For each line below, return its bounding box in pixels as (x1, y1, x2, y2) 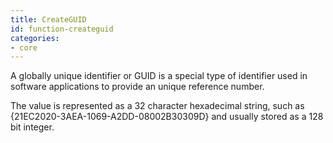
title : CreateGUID (10, 14, 87, 25)
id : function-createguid (10, 24, 114, 34)
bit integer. (10, 121, 55, 133)
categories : (10, 33, 60, 43)
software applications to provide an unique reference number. (10, 81, 265, 93)
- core (10, 42, 38, 53)
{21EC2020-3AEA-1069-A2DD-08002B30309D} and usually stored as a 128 (10, 111, 324, 123)
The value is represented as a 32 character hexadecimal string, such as (10, 100, 305, 112)
